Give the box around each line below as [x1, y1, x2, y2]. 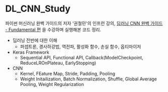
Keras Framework [12, 49, 49, 55]
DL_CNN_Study [5, 3, 71, 15]
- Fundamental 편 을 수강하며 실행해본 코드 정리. [5, 26, 101, 33]
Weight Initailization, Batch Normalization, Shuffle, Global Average [20, 76, 157, 82]
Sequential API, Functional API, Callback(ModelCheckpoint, [20, 54, 143, 60]
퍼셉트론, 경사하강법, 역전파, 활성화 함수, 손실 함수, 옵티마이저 [20, 43, 141, 49]
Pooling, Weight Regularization [20, 81, 84, 87]
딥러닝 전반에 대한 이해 [12, 37, 58, 43]
